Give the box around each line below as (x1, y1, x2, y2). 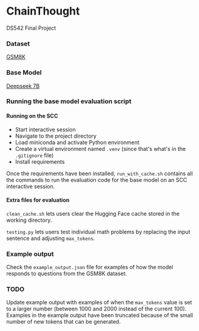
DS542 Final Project (6, 24, 56, 32)
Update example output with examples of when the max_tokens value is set (6, 299, 192, 306)
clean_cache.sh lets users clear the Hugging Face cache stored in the (6, 210, 180, 217)
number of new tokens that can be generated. (6, 318, 121, 326)
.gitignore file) (15, 152, 54, 159)
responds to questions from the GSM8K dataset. (6, 270, 127, 277)
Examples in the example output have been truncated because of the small (6, 312, 194, 319)
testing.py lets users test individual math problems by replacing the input (6, 228, 191, 235)
